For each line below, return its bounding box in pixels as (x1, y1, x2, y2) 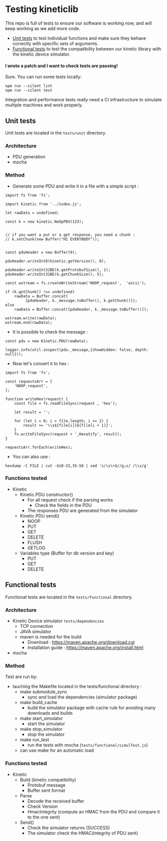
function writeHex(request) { (5, 396, 68, 402)
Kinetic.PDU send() (19, 513, 60, 519)
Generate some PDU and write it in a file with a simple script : (12, 183, 139, 189)
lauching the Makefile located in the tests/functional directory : (12, 684, 142, 690)
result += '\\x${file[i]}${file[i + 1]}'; (23, 423, 113, 428)
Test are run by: (5, 674, 37, 680)
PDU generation (12, 154, 46, 160)
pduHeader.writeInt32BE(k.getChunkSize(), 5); (5, 272, 104, 277)
